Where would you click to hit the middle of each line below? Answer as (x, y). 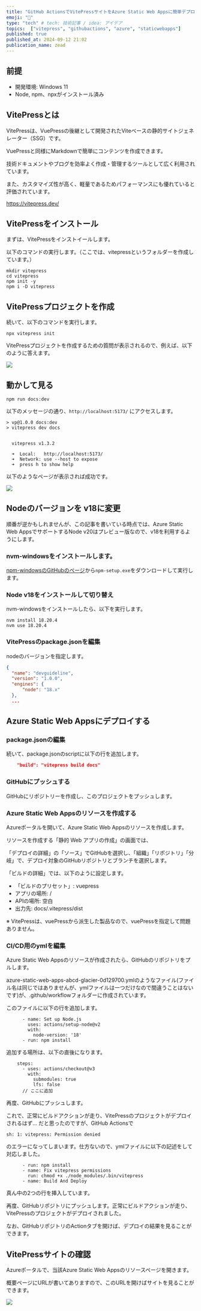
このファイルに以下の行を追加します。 (53, 1008)
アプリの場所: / (33, 893)
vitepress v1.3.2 (33, 443)
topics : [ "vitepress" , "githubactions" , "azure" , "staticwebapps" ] (94, 29)
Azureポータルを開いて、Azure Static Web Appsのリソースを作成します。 (97, 827)
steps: (25, 1064)
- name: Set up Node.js (52, 1019)
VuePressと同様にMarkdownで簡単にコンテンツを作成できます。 (86, 151)
